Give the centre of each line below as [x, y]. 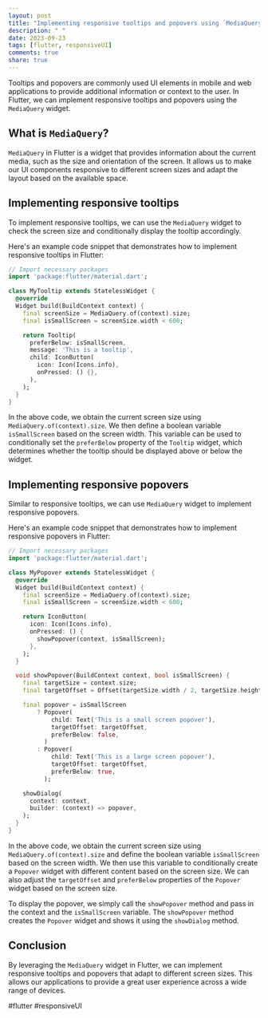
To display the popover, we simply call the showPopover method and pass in [131, 903]
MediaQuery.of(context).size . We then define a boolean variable [115, 426]
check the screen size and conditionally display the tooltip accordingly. [125, 231]
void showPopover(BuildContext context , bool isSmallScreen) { [122, 676]
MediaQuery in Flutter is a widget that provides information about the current [132, 152]
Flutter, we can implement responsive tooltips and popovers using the [123, 100]
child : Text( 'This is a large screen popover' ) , [133, 757]
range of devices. [37, 990]
